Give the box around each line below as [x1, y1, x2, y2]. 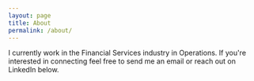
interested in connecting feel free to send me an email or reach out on [8, 56, 236, 66]
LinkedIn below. [8, 65, 59, 75]
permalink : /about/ [8, 26, 73, 34]
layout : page [8, 11, 51, 20]
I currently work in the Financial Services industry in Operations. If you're [8, 48, 247, 58]
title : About [8, 19, 51, 27]
